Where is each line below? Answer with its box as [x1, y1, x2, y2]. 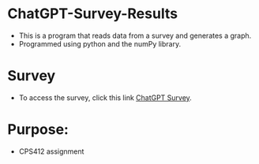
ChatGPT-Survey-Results [7, 5, 178, 23]
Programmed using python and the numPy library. [18, 39, 182, 48]
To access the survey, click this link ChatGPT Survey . [18, 92, 193, 102]
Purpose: [7, 121, 69, 139]
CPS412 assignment [18, 147, 84, 156]
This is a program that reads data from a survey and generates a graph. [18, 31, 252, 40]
